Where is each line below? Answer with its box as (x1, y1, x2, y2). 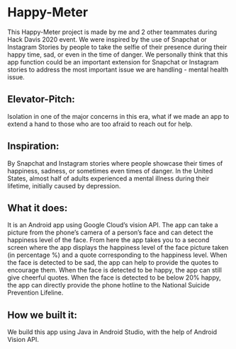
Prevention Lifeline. (7, 288, 64, 297)
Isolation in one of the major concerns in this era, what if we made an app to (7, 112, 230, 120)
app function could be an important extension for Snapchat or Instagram (7, 57, 219, 66)
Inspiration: (7, 140, 60, 152)
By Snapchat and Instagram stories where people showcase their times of (7, 159, 223, 167)
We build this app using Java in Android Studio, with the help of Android (7, 328, 218, 336)
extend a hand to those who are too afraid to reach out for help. (7, 120, 193, 128)
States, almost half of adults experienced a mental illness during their (7, 174, 210, 183)
